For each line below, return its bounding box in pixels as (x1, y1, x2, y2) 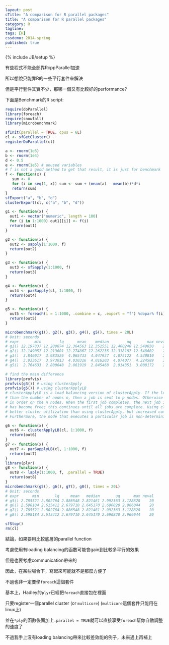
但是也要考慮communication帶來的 (5, 557, 77, 563)
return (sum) (12, 186, 37, 191)
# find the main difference (5, 371, 64, 377)
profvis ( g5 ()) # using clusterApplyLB (5, 386, 87, 391)
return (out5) (10, 316, 37, 321)
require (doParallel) (5, 106, 49, 112)
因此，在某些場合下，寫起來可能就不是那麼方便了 (5, 568, 107, 574)
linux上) (5, 606, 22, 612)
